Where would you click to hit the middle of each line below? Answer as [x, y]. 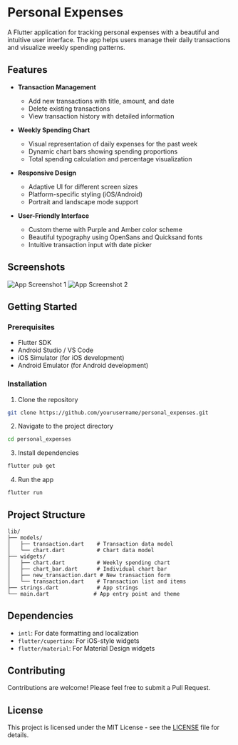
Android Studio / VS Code [56, 350]
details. [18, 735]
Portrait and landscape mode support [83, 201]
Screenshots [36, 267]
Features [27, 70]
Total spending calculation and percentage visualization [110, 159]
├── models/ [25, 537]
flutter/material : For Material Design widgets [86, 648]
